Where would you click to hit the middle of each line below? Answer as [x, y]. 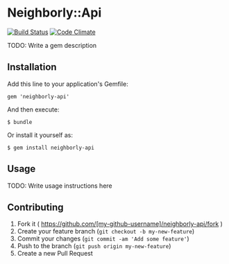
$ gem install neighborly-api [51, 148]
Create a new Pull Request [55, 254]
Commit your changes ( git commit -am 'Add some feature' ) [103, 239]
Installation [32, 67]
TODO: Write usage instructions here [60, 186]
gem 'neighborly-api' [39, 96]
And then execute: [33, 109]
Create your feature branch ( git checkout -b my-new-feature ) [106, 231]
